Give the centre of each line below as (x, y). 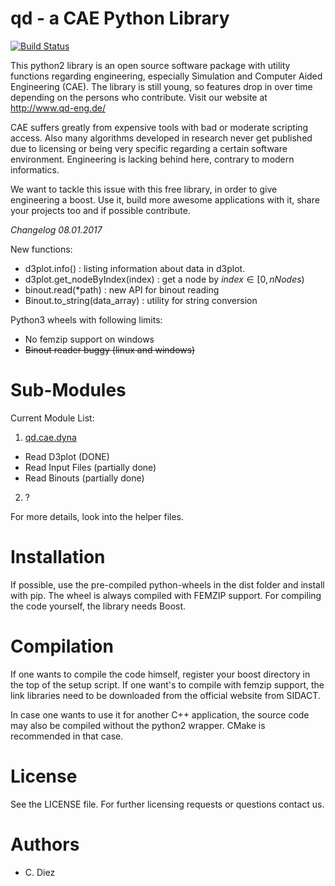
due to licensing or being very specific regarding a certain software (149, 148)
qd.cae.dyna (50, 437)
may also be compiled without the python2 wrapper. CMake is (138, 725)
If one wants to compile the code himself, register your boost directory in (160, 674)
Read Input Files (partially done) (90, 467)
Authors (45, 844)
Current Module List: (52, 418)
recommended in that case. (67, 736)
